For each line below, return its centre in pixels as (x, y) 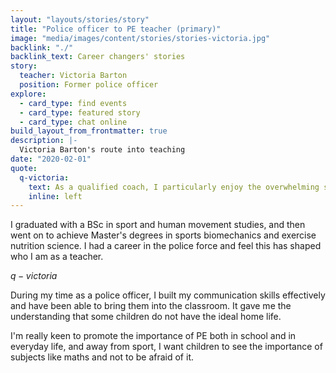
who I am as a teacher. (57, 257)
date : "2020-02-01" (51, 159)
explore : (28, 94)
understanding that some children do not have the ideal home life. (146, 317)
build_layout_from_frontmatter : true (89, 131)
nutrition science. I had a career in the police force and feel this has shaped (166, 246)
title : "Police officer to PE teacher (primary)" (116, 29)
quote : (24, 168)
